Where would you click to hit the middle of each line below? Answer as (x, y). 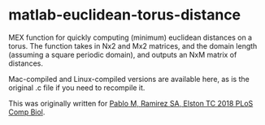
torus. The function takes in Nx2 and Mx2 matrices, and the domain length (133, 45)
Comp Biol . (27, 112)
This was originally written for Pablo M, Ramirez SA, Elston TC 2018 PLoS (131, 103)
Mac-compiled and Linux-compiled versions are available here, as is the (129, 79)
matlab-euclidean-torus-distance (125, 15)
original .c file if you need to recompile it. (77, 88)
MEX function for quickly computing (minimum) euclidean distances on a (130, 37)
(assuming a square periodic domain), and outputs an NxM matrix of (123, 54)
